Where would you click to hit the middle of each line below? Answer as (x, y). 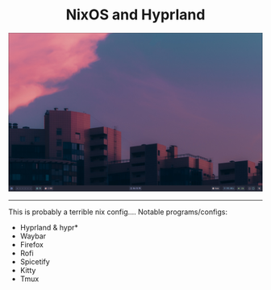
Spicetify (35, 261)
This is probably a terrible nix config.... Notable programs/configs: (118, 212)
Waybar (33, 236)
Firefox (32, 244)
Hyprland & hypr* (49, 227)
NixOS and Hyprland (135, 15)
